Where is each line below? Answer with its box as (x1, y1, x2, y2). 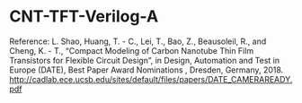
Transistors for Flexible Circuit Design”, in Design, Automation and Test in (9, 55, 280, 65)
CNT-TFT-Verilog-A (9, 6, 159, 27)
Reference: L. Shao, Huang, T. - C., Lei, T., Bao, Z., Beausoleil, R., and (9, 36, 267, 47)
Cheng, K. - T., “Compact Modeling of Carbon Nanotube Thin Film (9, 45, 254, 56)
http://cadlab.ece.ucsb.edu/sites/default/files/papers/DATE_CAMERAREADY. (9, 73, 293, 84)
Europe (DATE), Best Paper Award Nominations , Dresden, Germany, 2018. (9, 64, 284, 75)
